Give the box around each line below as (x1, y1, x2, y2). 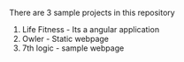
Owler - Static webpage (21, 34, 109, 44)
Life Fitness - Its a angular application (21, 24, 160, 34)
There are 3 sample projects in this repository (9, 8, 175, 17)
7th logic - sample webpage (21, 43, 125, 53)
